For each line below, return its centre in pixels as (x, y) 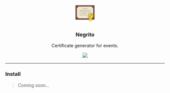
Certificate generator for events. (85, 46)
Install (13, 74)
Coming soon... (33, 85)
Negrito (85, 35)
